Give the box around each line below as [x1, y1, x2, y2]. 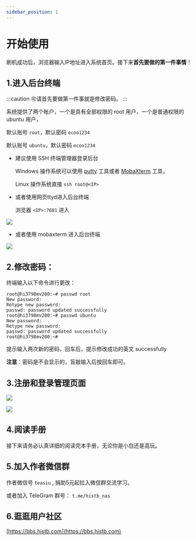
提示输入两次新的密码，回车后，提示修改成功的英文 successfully [6, 345, 167, 353]
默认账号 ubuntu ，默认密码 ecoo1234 [6, 141, 96, 149]
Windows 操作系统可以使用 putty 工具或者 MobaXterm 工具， [15, 168, 169, 175]
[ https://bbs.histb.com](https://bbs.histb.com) [6, 528, 121, 535]
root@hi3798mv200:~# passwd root [6, 291, 91, 297]
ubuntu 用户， [6, 116, 42, 123]
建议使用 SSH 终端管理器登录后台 [15, 155, 99, 162]
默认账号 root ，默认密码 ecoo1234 [6, 129, 90, 136]
